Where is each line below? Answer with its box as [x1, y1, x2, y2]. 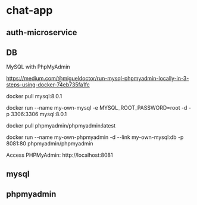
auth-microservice [6, 27, 77, 38]
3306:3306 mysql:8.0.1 [11, 111, 67, 118]
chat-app [6, 4, 53, 17]
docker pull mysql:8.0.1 [6, 93, 62, 100]
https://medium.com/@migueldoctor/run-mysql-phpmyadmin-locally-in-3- [6, 75, 189, 82]
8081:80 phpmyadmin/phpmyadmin [6, 140, 93, 147]
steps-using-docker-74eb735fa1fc [6, 81, 90, 88]
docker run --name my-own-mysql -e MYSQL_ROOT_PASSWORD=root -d [6, 104, 187, 111]
